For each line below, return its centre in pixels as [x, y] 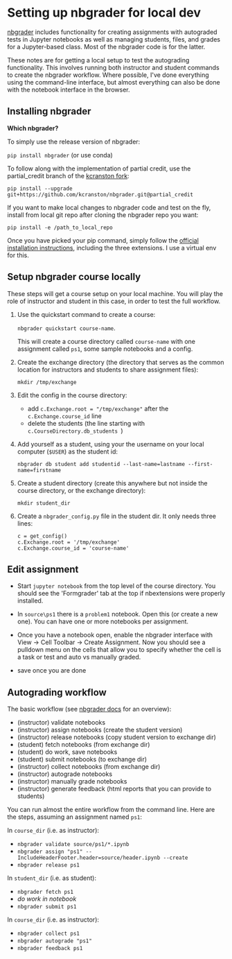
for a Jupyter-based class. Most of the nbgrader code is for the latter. [106, 46]
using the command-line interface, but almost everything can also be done [114, 82]
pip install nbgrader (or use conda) [60, 155]
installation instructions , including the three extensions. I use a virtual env [112, 248]
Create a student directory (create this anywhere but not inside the [112, 483]
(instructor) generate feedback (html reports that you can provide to [114, 789]
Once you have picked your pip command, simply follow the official [103, 240]
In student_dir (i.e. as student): [52, 878]
